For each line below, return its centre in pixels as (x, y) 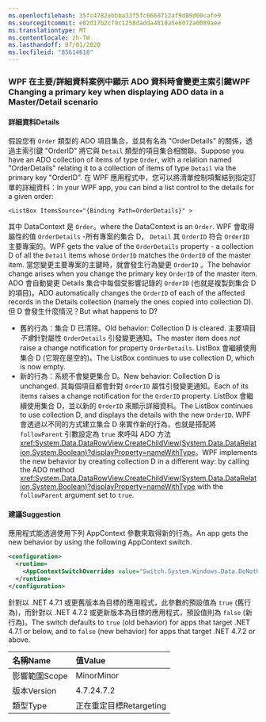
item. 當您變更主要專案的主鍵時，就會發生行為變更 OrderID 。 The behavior (129, 265)
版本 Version (34, 690)
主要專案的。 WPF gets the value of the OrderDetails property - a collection (131, 246)
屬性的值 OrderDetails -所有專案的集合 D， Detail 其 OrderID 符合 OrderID (129, 237)
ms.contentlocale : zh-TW (49, 38)
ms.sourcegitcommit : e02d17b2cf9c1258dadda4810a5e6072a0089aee (115, 23)
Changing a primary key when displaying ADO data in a (116, 92)
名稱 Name (32, 660)
